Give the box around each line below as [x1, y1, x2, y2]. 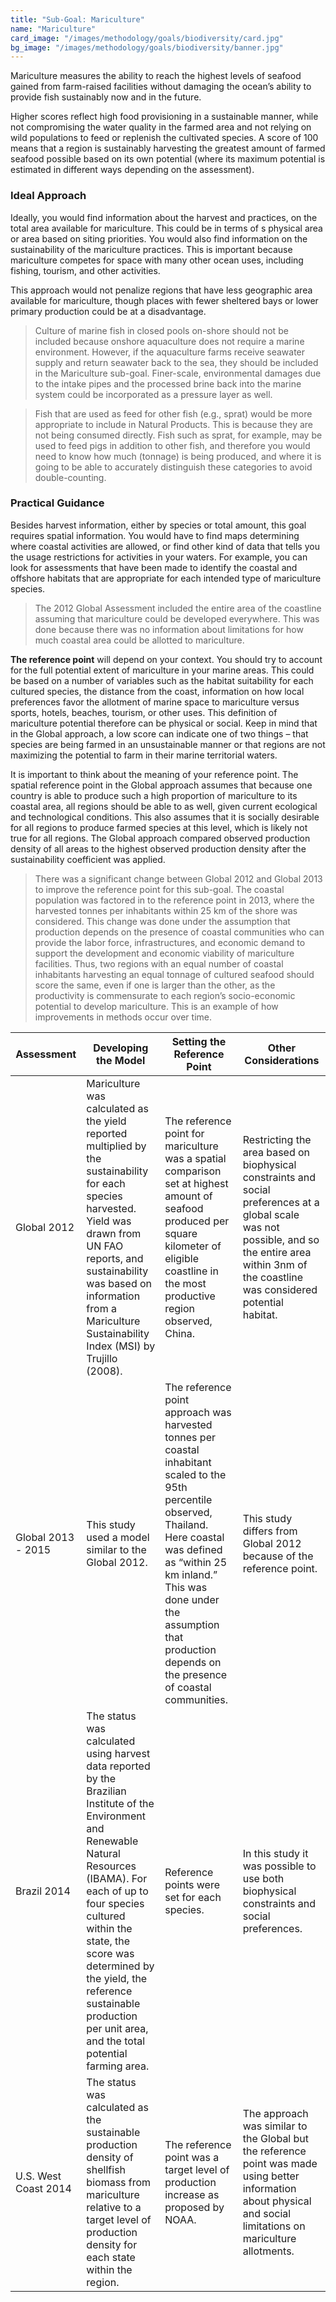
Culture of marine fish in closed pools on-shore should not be [34, 324, 289, 336]
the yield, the [86, 1971, 148, 1985]
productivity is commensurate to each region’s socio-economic [34, 989, 296, 1001]
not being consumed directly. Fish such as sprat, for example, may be [34, 429, 323, 441]
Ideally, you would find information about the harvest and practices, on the [10, 211, 318, 223]
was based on [86, 1276, 153, 1290]
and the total [86, 2034, 146, 2048]
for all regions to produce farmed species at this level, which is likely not [10, 821, 308, 833]
